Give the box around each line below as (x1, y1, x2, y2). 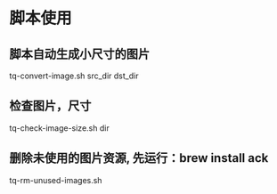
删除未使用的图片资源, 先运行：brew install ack (9, 150, 269, 166)
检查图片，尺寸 (9, 99, 92, 114)
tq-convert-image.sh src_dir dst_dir (9, 70, 139, 81)
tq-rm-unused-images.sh (9, 174, 102, 185)
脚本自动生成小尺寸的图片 (9, 46, 150, 61)
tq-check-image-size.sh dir (9, 122, 110, 133)
